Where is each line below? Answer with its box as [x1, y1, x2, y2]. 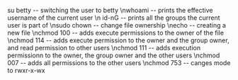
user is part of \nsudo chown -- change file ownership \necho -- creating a [7, 21, 227, 29]
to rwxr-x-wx [7, 67, 45, 74]
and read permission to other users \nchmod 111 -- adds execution [7, 44, 201, 52]
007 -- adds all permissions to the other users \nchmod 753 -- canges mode [7, 59, 231, 67]
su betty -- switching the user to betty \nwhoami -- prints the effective [7, 6, 213, 14]
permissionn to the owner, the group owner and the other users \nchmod [7, 51, 220, 59]
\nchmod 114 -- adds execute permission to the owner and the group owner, [7, 36, 229, 45]
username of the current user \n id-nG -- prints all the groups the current [7, 13, 221, 22]
